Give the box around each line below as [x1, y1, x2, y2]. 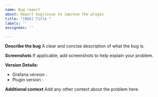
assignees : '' [5, 25, 34, 30]
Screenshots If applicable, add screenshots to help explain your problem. [5, 52, 154, 59]
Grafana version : [12, 72, 47, 77]
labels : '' [5, 21, 27, 26]
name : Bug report [5, 7, 41, 12]
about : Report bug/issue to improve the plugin [5, 12, 104, 17]
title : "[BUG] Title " [5, 16, 51, 21]
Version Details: [5, 62, 38, 68]
